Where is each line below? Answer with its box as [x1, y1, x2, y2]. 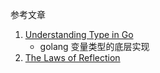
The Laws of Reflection [24, 52, 121, 63]
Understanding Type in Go [24, 29, 134, 40]
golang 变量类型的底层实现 [39, 41, 150, 52]
